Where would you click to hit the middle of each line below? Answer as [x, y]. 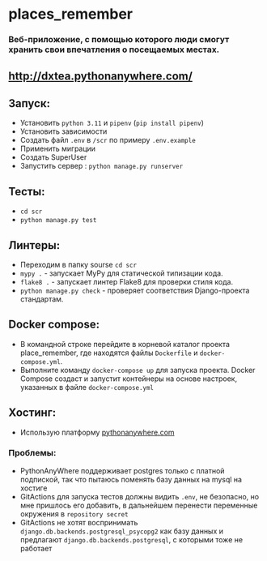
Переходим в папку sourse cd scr [78, 264]
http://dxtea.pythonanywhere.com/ [100, 76]
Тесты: [27, 191]
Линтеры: [34, 245]
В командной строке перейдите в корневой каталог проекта [125, 344]
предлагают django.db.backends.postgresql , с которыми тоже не [131, 539]
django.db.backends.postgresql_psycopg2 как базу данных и [122, 531]
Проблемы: [32, 453]
